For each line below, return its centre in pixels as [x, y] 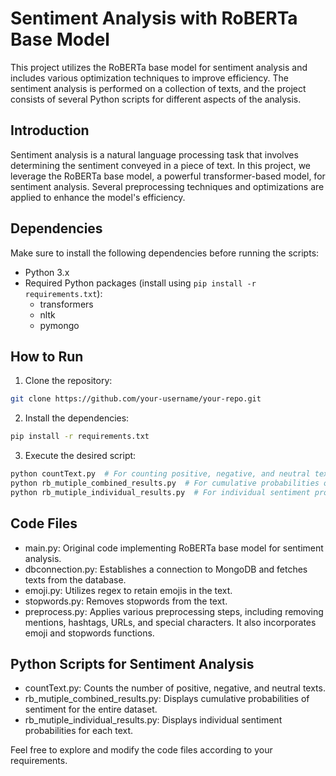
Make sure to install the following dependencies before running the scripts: [165, 253]
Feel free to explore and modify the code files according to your [141, 750]
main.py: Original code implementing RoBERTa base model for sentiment [174, 548]
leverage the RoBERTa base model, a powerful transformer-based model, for [168, 176]
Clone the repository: [68, 381]
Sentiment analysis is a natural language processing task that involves [154, 154]
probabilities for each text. [79, 731]
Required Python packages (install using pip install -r [140, 283]
